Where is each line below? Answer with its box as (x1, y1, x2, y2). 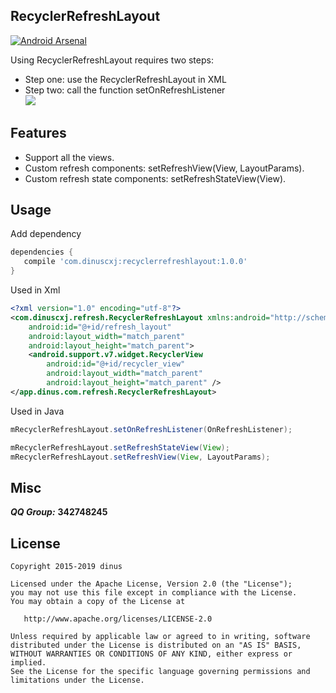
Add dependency (10, 228, 82, 240)
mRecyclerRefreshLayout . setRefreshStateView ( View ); (10, 442, 230, 453)
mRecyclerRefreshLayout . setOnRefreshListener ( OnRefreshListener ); (10, 424, 293, 434)
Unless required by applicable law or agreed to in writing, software (10, 632, 311, 642)
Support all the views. (24, 151, 115, 163)
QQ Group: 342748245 (10, 506, 108, 518)
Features (10, 125, 67, 142)
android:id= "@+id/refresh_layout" (28, 322, 172, 332)
